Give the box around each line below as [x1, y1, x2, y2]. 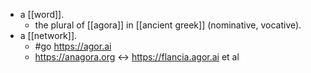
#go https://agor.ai [34, 40, 112, 52]
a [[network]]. [19, 30, 78, 41]
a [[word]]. [19, 9, 65, 20]
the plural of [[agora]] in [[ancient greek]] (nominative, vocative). [34, 19, 302, 31]
